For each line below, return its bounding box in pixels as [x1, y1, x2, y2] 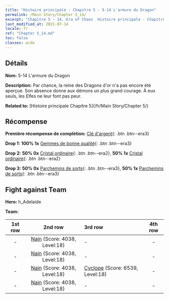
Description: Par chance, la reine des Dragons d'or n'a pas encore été [5, 82, 151, 88]
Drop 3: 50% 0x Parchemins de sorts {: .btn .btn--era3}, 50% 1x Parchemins [5, 165, 164, 172]
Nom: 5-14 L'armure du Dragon [5, 72, 70, 78]
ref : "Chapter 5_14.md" [5, 31, 55, 36]
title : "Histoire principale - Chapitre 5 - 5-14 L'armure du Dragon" [5, 7, 156, 13]
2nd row [43, 224, 64, 231]
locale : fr [5, 26, 28, 31]
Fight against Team [5, 185, 67, 194]
